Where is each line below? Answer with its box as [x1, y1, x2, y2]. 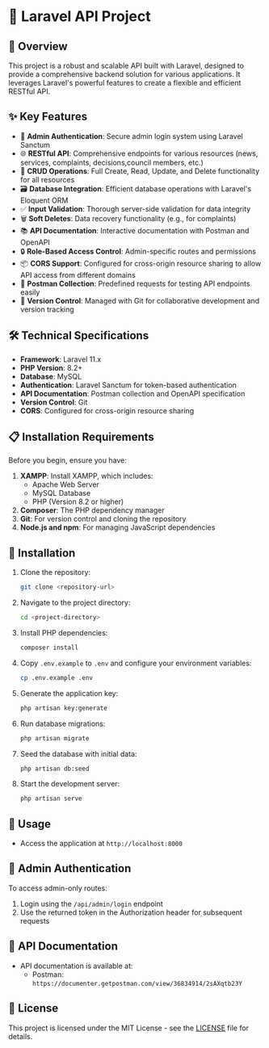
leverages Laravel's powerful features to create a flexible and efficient [8, 78, 242, 87]
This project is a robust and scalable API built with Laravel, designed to [8, 61, 245, 70]
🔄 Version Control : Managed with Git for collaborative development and [19, 296, 260, 305]
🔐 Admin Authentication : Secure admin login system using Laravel [19, 131, 244, 140]
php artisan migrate [19, 734, 90, 742]
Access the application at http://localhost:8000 [19, 839, 183, 849]
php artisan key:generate [19, 704, 107, 712]
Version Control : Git [19, 397, 88, 407]
